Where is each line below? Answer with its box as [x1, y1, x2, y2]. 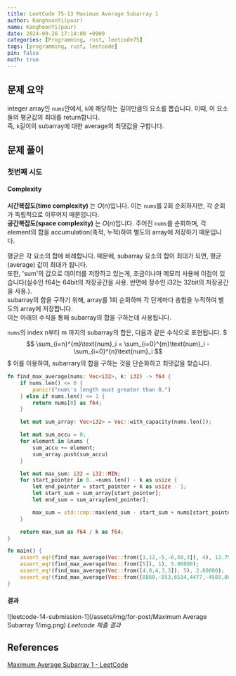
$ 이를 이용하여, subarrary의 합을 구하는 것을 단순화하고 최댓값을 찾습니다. [7, 359, 212, 368]
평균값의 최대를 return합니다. [20, 113, 100, 121]
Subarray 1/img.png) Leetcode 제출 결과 [7, 620, 122, 629]
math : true [7, 56, 39, 63]
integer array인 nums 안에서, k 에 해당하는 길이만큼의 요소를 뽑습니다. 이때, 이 [7, 104, 216, 113]
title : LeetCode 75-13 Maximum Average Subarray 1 [7, 10, 159, 18]
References [7, 641, 59, 653]
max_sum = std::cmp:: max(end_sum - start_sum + [32, 508, 174, 516]
